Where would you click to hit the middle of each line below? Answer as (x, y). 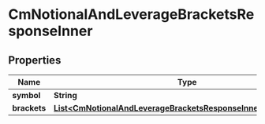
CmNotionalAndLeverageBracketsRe (131, 15)
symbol (26, 95)
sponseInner (50, 31)
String (65, 95)
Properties (35, 60)
